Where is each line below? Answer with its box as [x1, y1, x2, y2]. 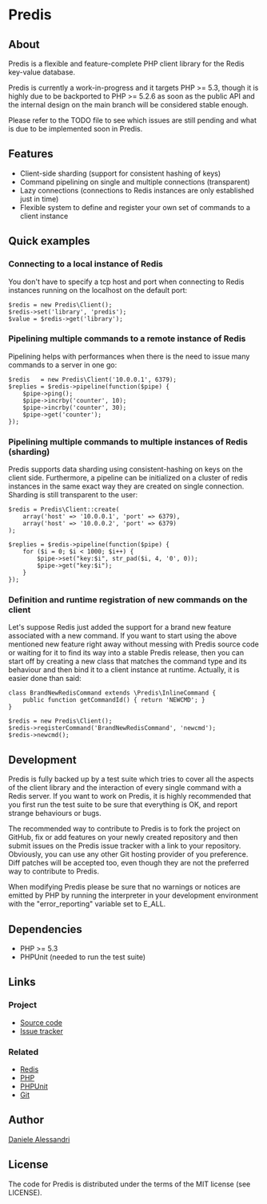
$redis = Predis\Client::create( [8, 505, 120, 514]
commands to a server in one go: [8, 359, 118, 370]
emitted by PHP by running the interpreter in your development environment [8, 890, 258, 900]
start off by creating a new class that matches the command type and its [8, 656, 247, 667]
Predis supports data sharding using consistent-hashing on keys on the [8, 464, 244, 474]
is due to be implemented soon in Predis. [8, 124, 143, 133]
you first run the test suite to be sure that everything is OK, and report [8, 800, 238, 809]
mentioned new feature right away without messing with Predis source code [8, 639, 260, 649]
